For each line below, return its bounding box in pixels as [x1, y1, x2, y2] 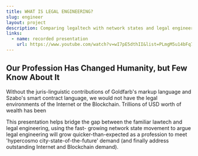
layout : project [6, 19, 46, 25]
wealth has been [6, 107, 47, 114]
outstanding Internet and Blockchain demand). [6, 143, 119, 150]
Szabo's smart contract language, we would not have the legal [6, 94, 158, 101]
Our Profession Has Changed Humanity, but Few [6, 63, 187, 74]
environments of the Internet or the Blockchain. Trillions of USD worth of [6, 101, 181, 108]
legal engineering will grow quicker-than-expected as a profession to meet [6, 131, 187, 138]
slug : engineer [6, 14, 44, 20]
